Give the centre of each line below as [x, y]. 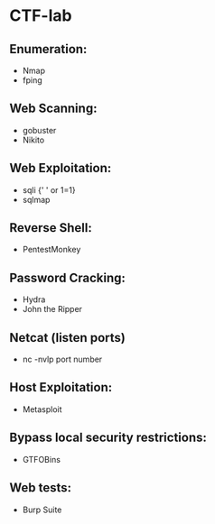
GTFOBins [42, 459]
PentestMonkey [51, 250]
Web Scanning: [53, 109]
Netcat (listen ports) [68, 338]
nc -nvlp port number [62, 359]
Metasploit [42, 409]
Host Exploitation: [61, 387]
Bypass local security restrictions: [108, 438]
